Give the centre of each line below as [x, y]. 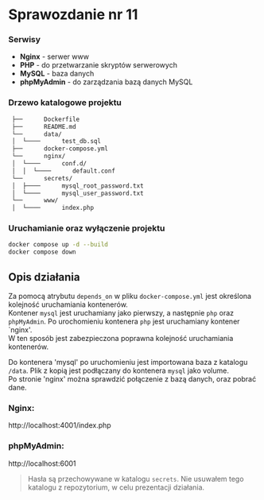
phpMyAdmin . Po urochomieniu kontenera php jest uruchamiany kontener [124, 322]
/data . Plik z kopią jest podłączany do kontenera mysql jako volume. [118, 370]
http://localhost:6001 [43, 463]
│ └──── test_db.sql [56, 141]
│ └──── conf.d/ [49, 164]
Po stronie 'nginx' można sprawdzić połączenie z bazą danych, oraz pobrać [132, 379]
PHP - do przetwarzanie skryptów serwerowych [98, 65]
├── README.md [44, 126]
